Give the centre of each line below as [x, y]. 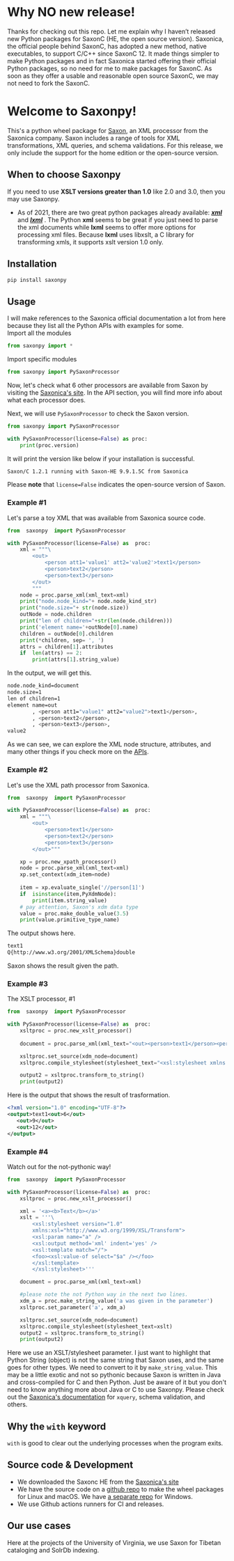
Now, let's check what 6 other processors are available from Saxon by [108, 385]
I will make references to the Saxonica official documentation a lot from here [117, 318]
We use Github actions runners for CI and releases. [91, 1504]
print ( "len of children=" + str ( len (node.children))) [96, 621]
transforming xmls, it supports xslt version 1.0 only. [90, 242]
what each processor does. [46, 400]
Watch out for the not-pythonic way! [59, 1166]
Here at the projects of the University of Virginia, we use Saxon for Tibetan [114, 1542]
